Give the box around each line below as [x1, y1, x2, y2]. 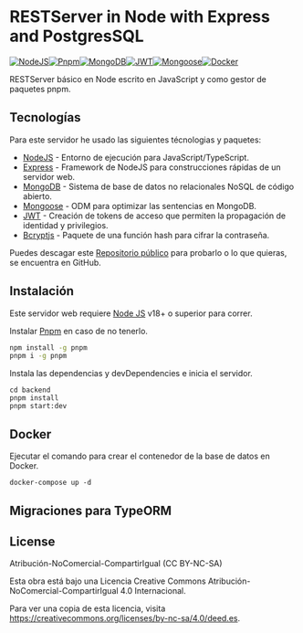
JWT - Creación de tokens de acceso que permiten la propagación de [22, 210, 286, 221]
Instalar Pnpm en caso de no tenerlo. [9, 325, 149, 336]
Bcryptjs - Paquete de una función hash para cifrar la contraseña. [22, 229, 270, 240]
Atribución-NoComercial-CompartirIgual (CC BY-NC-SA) [9, 558, 223, 569]
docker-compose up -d [9, 478, 92, 488]
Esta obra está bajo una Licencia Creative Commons [9, 575, 207, 586]
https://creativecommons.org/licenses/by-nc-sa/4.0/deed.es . [9, 613, 241, 624]
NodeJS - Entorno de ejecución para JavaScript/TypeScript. [22, 152, 249, 163]
